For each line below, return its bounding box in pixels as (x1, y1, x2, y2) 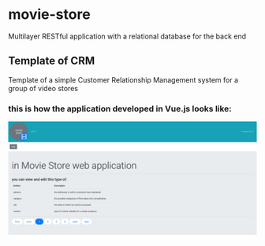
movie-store (8, 6, 91, 24)
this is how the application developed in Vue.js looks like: (8, 103, 233, 114)
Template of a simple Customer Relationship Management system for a (8, 75, 239, 84)
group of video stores (8, 83, 79, 93)
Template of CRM (8, 54, 95, 68)
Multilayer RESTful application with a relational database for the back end (8, 31, 247, 41)
